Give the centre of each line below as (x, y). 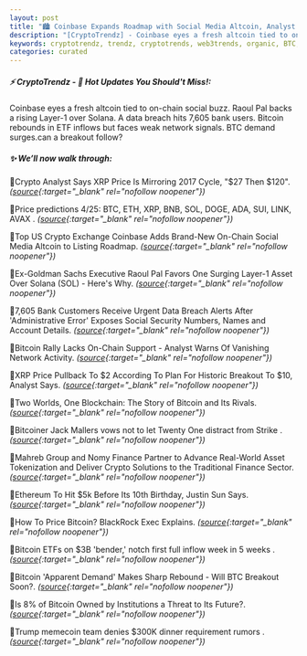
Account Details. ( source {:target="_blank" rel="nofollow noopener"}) (139, 331)
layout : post (34, 18)
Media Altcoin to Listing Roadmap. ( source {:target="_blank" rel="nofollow (148, 247)
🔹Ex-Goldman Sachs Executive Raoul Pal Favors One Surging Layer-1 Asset (151, 274)
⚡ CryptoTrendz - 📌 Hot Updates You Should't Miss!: (111, 81)
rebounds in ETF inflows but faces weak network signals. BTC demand (143, 128)
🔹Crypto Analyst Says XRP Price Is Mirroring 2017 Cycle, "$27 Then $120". (150, 182)
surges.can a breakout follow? (66, 137)
